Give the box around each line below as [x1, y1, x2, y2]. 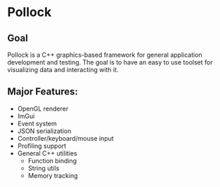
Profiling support [17, 141, 67, 150]
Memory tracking [27, 171, 78, 179]
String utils [27, 164, 60, 172]
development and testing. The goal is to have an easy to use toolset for [7, 58, 213, 67]
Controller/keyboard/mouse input [17, 134, 114, 142]
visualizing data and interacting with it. [7, 66, 119, 74]
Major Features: [7, 85, 79, 98]
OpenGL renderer [17, 104, 69, 113]
